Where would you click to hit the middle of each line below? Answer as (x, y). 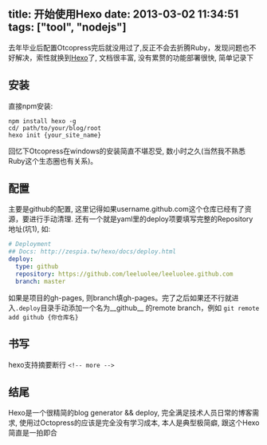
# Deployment (30, 244)
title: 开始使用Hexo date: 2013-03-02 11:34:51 (124, 14)
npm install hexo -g (43, 121)
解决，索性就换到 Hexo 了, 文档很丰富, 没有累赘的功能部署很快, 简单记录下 (134, 58)
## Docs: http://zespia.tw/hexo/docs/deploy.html (92, 252)
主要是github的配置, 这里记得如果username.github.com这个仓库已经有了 (126, 209)
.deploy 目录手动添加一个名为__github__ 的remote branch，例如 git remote (137, 308)
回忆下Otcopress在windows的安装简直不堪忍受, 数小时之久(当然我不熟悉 (127, 151)
